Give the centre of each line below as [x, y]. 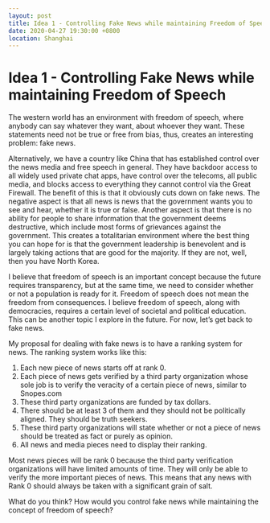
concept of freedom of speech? [61, 510]
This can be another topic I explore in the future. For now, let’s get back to [131, 319]
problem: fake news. [42, 143]
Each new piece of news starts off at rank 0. [93, 368]
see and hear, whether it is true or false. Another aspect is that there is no [130, 210]
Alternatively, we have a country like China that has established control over [134, 159]
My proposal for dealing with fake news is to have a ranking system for [125, 344]
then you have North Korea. [54, 261]
